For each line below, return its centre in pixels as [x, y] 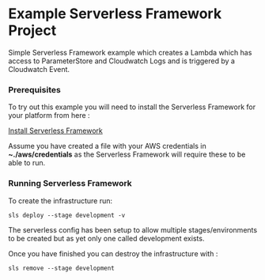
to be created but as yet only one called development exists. [106, 238]
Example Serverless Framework [115, 14]
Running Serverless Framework [70, 184]
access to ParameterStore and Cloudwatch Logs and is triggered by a [122, 61]
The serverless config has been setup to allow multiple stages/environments [133, 229]
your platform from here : [49, 115]
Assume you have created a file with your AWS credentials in [108, 146]
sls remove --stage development [61, 268]
